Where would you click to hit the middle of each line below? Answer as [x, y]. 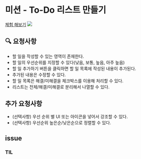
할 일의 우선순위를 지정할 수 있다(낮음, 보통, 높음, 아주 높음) [68, 62]
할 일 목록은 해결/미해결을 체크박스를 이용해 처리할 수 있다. [68, 81]
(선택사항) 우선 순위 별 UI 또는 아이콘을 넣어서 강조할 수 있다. [70, 116]
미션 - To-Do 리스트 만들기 [56, 10]
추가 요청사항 [24, 104]
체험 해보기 [16, 24]
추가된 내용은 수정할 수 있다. [39, 74]
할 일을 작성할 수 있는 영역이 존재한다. [48, 56]
